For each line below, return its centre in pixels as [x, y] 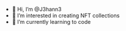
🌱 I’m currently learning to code [51, 22]
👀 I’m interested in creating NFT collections [66, 15]
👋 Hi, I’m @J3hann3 [37, 9]
